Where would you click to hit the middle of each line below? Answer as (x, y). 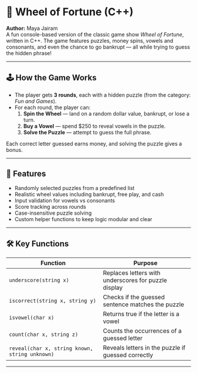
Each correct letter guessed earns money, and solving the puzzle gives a (94, 144)
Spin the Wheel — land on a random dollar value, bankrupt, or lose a (106, 113)
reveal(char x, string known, (51, 349)
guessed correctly (128, 355)
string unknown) (32, 355)
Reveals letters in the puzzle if (144, 348)
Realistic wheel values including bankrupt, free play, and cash (89, 194)
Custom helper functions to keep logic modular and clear (83, 219)
